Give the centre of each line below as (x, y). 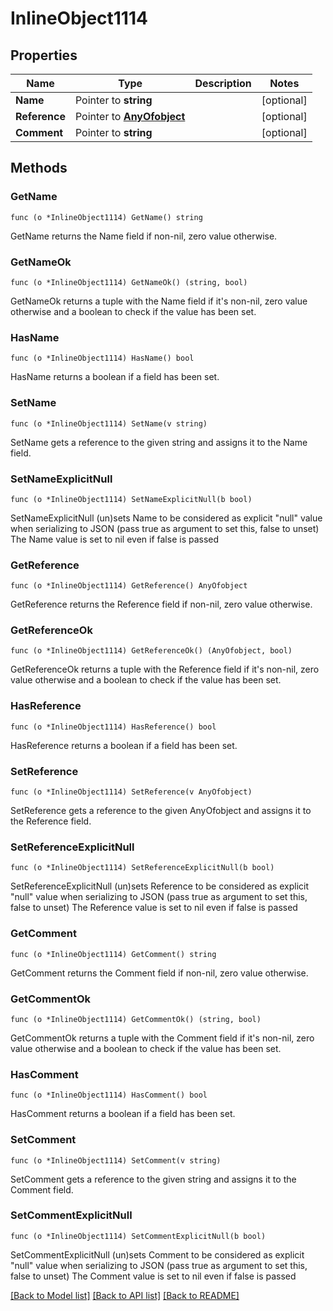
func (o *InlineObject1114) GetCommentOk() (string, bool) (136, 1019)
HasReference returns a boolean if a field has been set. (124, 745)
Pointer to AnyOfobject (130, 116)
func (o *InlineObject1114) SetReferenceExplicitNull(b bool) (142, 868)
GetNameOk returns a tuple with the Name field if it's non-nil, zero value (159, 301)
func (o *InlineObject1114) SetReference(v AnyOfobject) (131, 792)
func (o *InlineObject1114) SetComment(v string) (116, 1160)
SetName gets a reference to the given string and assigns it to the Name (159, 442)
